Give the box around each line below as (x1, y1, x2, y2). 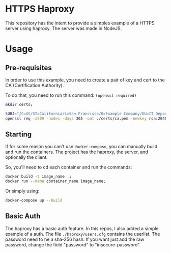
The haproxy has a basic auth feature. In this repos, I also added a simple (5, 225, 159, 232)
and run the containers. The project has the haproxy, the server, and (5, 149, 149, 155)
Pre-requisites (5, 63, 52, 72)
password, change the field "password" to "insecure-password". (5, 241, 141, 247)
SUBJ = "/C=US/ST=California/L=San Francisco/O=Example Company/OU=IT (5, 111, 154, 116)
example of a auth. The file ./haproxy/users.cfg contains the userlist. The (5, 231, 160, 237)
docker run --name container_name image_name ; (5, 179, 106, 184)
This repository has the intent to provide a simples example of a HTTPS (5, 20, 155, 26)
